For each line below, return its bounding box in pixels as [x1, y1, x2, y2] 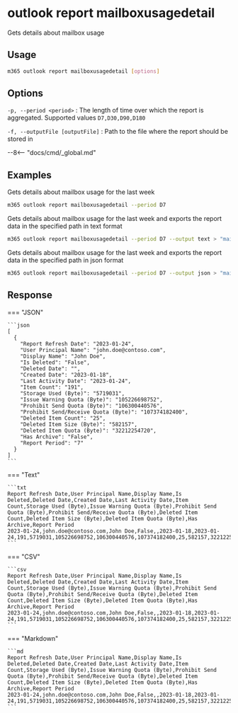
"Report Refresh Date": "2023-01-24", [20, 340, 135, 348]
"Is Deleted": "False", [20, 359, 91, 366]
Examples [7, 169, 52, 181]
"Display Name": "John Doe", [20, 353, 106, 360]
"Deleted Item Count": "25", [20, 414, 106, 422]
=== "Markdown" [7, 634, 59, 642]
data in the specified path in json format [7, 256, 124, 264]
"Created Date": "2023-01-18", [20, 371, 113, 378]
